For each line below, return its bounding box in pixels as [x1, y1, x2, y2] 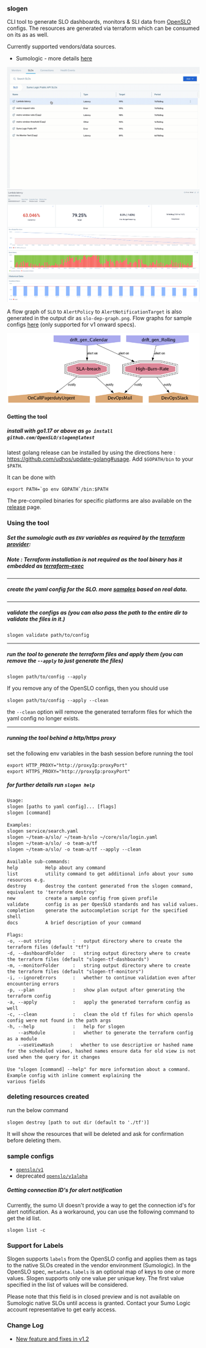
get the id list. [7, 1215, 42, 1222]
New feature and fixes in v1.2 [15, 1335, 89, 1343]
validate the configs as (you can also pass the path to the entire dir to [7, 609, 188, 617]
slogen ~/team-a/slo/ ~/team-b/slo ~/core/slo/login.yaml [7, 834, 158, 840]
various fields [7, 1079, 46, 1085]
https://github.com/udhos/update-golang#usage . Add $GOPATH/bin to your [7, 455, 194, 463]
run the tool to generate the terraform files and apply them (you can [7, 651, 183, 658]
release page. [7, 504, 42, 511]
